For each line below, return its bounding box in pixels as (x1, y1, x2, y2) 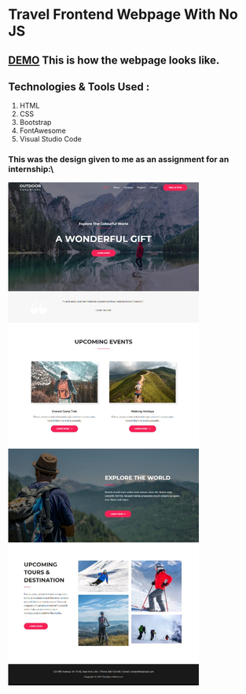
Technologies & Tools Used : (8, 80, 150, 94)
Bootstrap (19, 118, 52, 127)
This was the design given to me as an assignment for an (8, 154, 229, 165)
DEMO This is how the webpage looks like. (8, 53, 220, 67)
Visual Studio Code (19, 134, 83, 144)
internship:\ (8, 163, 54, 174)
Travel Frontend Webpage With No (8, 6, 238, 24)
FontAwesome (19, 126, 67, 135)
